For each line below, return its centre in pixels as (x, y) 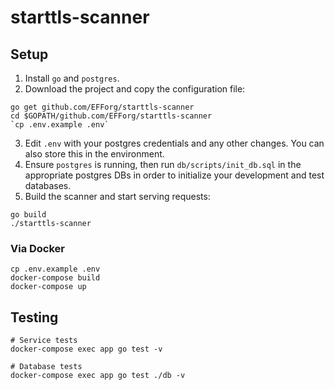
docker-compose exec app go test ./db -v (98, 376)
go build (28, 215)
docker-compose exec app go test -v (86, 349)
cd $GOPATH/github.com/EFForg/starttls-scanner (111, 116)
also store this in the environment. (94, 154)
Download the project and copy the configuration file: (135, 89)
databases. (48, 185)
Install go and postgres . (72, 78)
